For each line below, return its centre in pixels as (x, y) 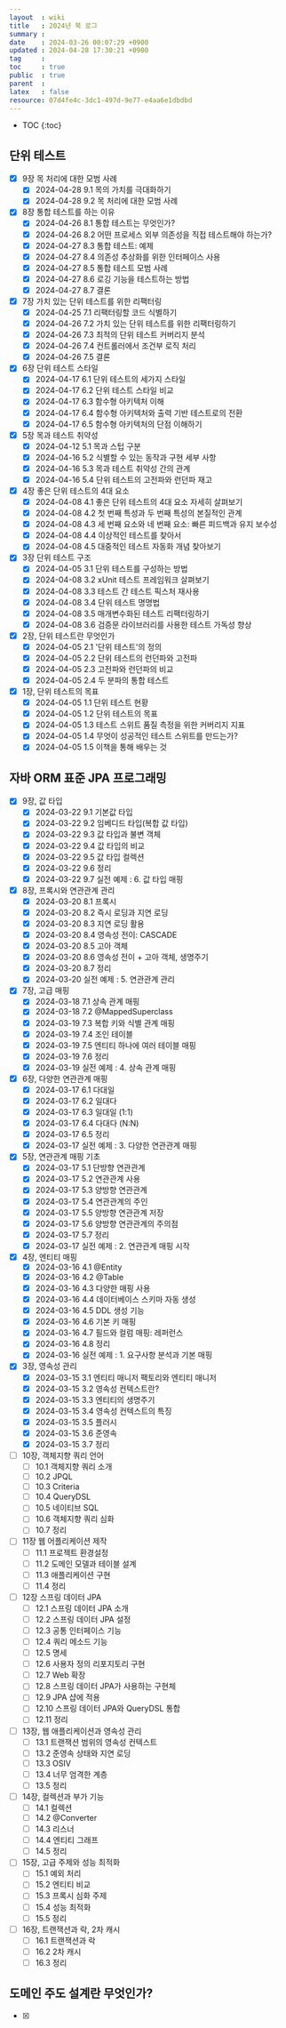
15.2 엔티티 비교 (63, 1885)
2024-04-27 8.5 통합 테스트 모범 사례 (102, 268)
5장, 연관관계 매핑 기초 (61, 1157)
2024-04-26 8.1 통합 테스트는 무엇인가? (105, 223)
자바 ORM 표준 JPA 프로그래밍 (88, 778)
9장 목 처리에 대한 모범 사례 (69, 179)
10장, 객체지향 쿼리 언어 (63, 1455)
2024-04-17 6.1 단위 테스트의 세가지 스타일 (111, 380)
